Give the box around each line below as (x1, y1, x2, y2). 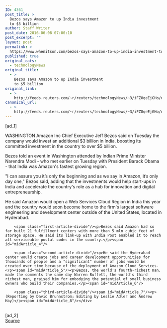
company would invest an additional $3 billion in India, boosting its (5, 138, 141, 144)
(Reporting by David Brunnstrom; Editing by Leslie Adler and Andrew (5, 294, 153, 299)
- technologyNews (9, 63, 46, 68)
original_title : (5, 68, 39, 73)
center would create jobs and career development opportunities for (5, 255, 150, 260)
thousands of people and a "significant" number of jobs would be (5, 259, 146, 264)
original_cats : (5, 58, 37, 63)
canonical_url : (5, 100, 37, 105)
